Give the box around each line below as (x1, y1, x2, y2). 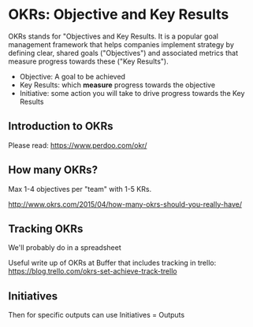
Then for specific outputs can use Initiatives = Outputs (8, 310, 185, 320)
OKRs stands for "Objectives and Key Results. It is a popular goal (8, 31, 219, 41)
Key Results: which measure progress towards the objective (19, 80, 215, 90)
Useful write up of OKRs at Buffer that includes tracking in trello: (8, 258, 217, 268)
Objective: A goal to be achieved (19, 72, 126, 81)
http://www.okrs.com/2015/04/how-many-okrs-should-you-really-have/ (8, 199, 243, 209)
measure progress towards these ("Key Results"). (8, 57, 169, 66)
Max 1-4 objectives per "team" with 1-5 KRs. (8, 184, 152, 193)
